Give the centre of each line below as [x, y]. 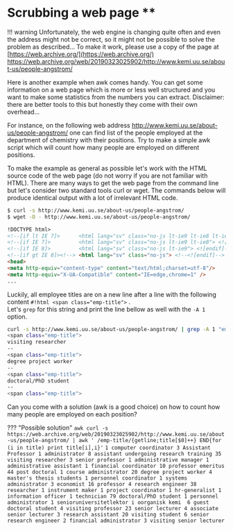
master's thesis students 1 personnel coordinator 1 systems [97, 478]
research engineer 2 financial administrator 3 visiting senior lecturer [116, 521]
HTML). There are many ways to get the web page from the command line [113, 183]
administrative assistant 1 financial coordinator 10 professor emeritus [116, 466]
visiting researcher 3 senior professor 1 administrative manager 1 [108, 460]
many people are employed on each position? [72, 414]
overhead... [24, 112]
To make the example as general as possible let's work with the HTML [107, 168]
